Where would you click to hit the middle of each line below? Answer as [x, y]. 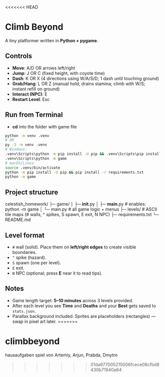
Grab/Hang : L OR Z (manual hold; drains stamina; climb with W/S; [79, 84]
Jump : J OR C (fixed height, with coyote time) [58, 73]
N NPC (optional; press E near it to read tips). [57, 273]
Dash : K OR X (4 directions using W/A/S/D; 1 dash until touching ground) [86, 78]
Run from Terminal [34, 115]
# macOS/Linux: [21, 163]
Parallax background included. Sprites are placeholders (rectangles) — [84, 316]
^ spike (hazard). [29, 257]
